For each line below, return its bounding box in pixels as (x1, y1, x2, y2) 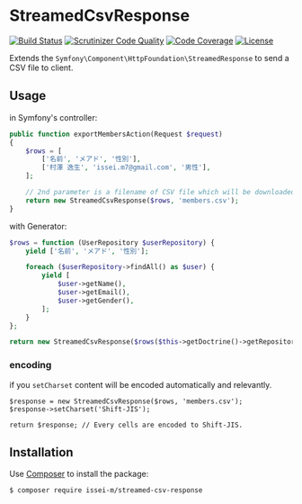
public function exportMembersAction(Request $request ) (9, 130, 223, 139)
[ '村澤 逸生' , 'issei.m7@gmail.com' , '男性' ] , (41, 163, 211, 172)
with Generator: (9, 220, 67, 231)
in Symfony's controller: (9, 112, 98, 122)
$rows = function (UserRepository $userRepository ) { (9, 238, 216, 247)
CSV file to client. (9, 62, 74, 73)
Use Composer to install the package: (9, 469, 149, 480)
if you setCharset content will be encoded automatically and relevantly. (9, 379, 272, 390)
